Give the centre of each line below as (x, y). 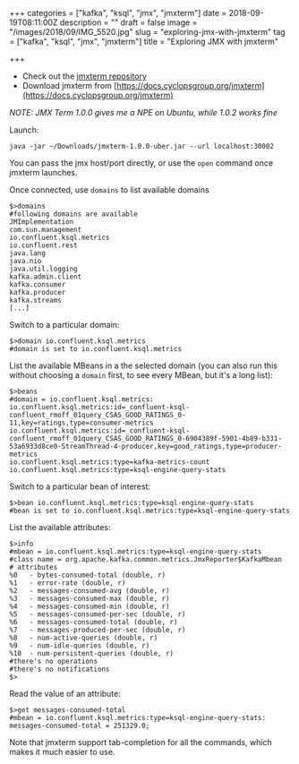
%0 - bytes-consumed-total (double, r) (88, 575)
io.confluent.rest (43, 245)
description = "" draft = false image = (128, 22)
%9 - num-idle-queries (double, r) (80, 646)
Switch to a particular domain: (64, 325)
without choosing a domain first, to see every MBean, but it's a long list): (141, 375)
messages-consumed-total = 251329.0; (80, 725)
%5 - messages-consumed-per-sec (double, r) (98, 614)
